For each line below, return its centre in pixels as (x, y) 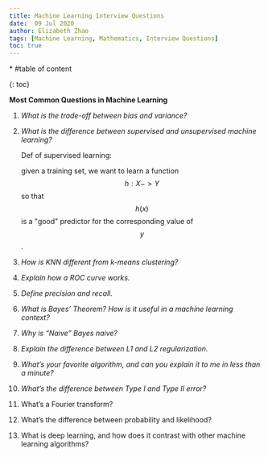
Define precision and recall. (67, 293)
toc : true (26, 46)
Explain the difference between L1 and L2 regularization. (114, 349)
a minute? (37, 373)
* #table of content (41, 69)
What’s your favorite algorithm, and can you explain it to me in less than (140, 364)
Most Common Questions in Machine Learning (89, 100)
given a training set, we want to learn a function (100, 171)
